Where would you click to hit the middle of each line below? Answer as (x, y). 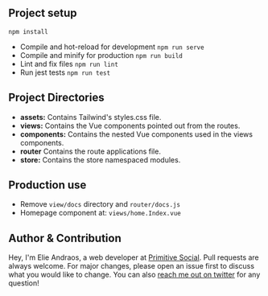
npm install (28, 31)
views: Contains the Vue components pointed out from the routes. (130, 125)
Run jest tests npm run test (65, 72)
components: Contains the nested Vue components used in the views (136, 134)
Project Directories (56, 98)
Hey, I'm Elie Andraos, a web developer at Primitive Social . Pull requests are (134, 257)
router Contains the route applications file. (90, 151)
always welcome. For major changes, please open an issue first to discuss (132, 266)
